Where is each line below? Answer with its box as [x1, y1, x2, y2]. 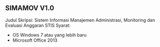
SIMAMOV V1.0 [5, 4, 54, 12]
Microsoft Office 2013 [12, 37, 58, 43]
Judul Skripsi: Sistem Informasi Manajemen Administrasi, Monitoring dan [5, 17, 155, 23]
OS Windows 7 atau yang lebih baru [12, 32, 87, 38]
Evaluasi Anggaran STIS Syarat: [5, 22, 71, 28]
